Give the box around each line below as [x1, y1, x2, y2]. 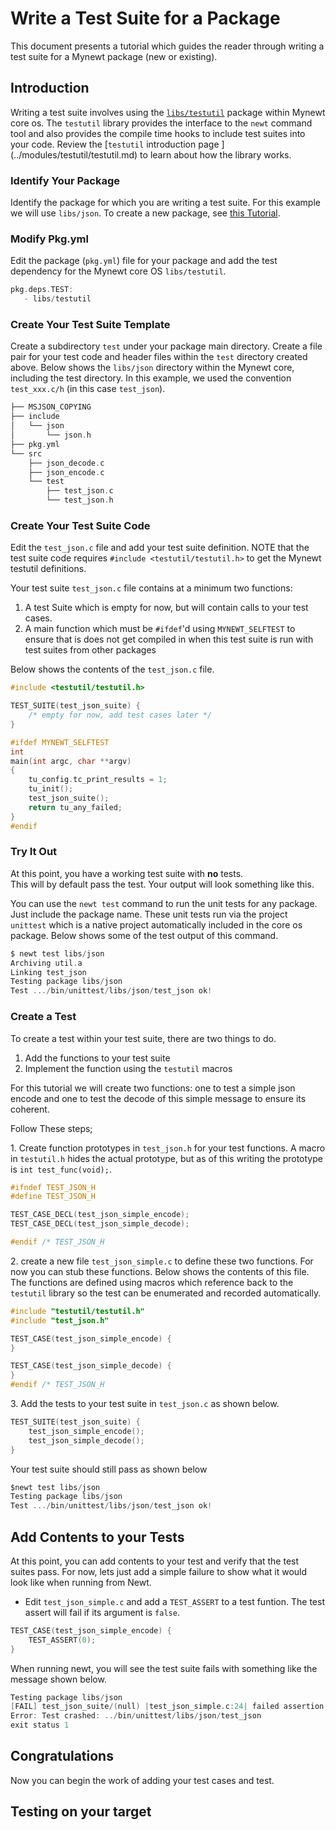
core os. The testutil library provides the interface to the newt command [10, 117, 313, 129]
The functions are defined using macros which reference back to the [10, 1276, 294, 1288]
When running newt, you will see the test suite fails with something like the [10, 1662, 318, 1674]
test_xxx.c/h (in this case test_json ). [10, 383, 166, 395]
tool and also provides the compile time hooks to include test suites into [10, 127, 306, 139]
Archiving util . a [10, 958, 83, 968]
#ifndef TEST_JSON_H [10, 1182, 97, 1192]
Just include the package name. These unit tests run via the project [10, 908, 288, 920]
